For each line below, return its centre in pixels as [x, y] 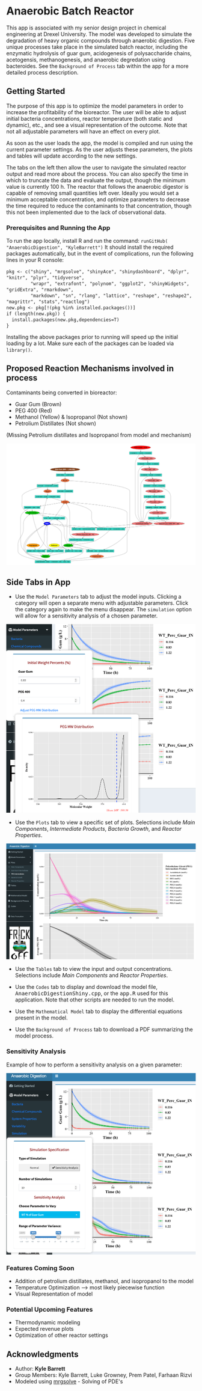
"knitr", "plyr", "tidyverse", [45, 278]
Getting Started [36, 91]
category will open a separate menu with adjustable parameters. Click [101, 603]
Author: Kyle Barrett [40, 1368]
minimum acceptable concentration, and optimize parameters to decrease [98, 199]
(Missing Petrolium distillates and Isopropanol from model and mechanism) [99, 435]
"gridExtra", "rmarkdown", [40, 290]
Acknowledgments [43, 1354]
